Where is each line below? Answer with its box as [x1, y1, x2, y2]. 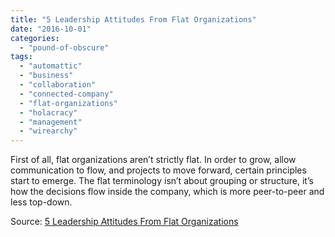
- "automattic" [19, 61, 83, 71]
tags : [10, 52, 33, 62]
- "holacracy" [19, 107, 78, 118]
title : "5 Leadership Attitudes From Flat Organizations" [10, 14, 257, 25]
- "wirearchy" [19, 126, 78, 136]
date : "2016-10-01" [10, 24, 92, 34]
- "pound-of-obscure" [19, 42, 110, 53]
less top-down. [10, 196, 73, 208]
